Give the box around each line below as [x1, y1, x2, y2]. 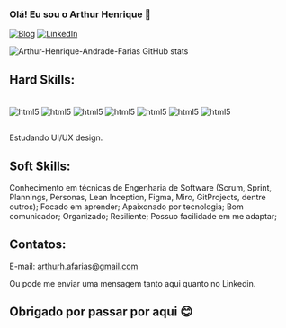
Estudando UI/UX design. [9, 132, 103, 143]
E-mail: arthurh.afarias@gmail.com [9, 261, 139, 271]
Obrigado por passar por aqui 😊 [9, 305, 193, 320]
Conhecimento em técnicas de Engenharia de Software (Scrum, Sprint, [9, 182, 273, 192]
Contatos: [9, 237, 67, 253]
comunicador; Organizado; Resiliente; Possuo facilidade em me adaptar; [9, 210, 277, 221]
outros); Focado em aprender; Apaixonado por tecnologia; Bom [9, 201, 245, 212]
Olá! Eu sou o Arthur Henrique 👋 [9, 8, 151, 21]
